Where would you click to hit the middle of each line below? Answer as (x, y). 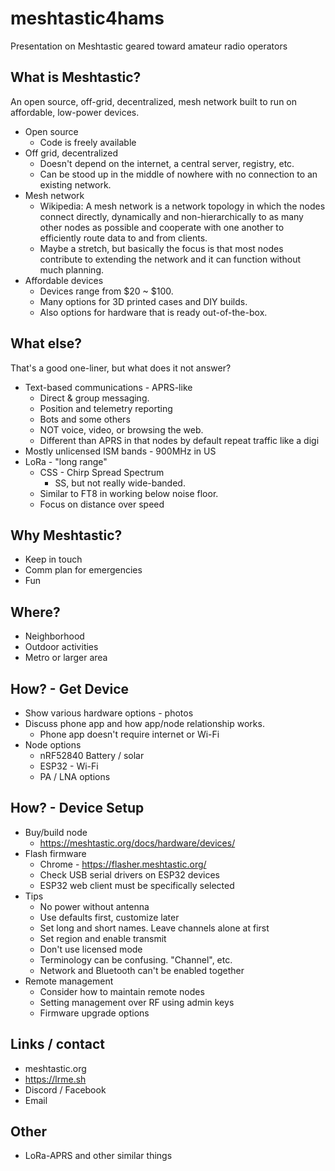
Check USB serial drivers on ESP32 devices (129, 874)
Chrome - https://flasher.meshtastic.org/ (123, 864)
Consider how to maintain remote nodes (122, 991)
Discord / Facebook (65, 1089)
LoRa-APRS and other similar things (98, 1156)
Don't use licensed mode (91, 949)
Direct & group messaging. (94, 398)
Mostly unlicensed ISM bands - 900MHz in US (120, 451)
